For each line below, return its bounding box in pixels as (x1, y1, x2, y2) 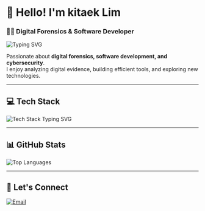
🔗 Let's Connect (6, 182, 68, 192)
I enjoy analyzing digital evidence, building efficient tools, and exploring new (6, 66, 198, 73)
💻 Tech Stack (6, 96, 60, 106)
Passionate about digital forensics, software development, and (6, 53, 168, 60)
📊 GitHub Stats (6, 139, 66, 150)
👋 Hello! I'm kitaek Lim (6, 5, 121, 19)
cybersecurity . (6, 59, 45, 66)
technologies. (6, 72, 41, 80)
